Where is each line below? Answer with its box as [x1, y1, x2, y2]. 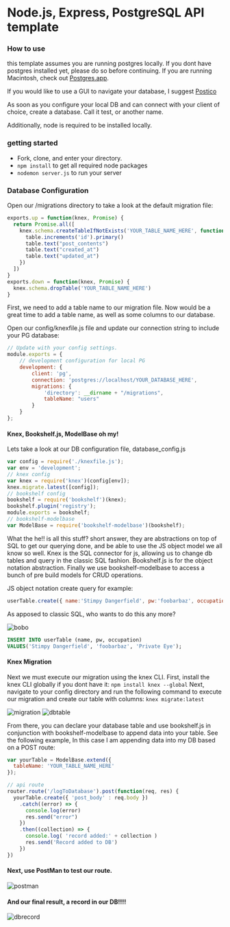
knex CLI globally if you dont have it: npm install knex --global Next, [7, 680, 205, 688]
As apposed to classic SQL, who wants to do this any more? [7, 609, 176, 618]
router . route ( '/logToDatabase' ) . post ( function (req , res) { [7, 788, 179, 795]
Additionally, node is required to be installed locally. [7, 121, 153, 130]
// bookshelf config [7, 490, 66, 497]
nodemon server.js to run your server [16, 168, 122, 176]
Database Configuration [7, 185, 89, 195]
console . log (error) [25, 807, 81, 814]
